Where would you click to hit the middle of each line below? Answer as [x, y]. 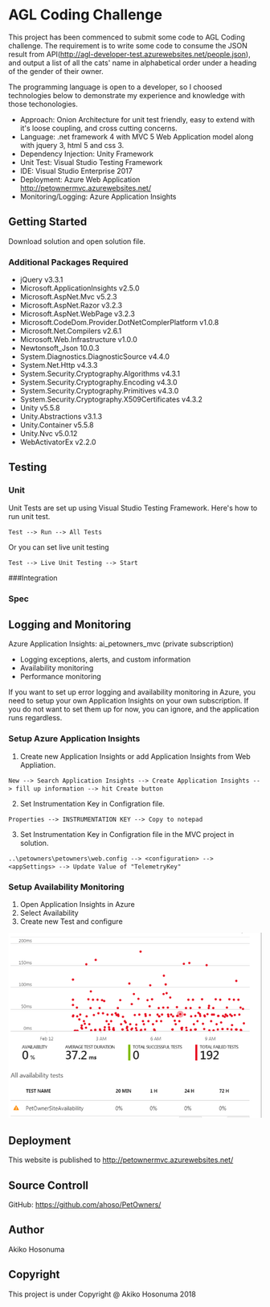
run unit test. [29, 516]
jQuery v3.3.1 [41, 280]
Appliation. [38, 765]
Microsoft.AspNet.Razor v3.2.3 [71, 305]
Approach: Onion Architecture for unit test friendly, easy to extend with [137, 119]
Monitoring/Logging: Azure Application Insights [98, 196]
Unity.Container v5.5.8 [57, 425]
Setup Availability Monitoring [66, 887]
